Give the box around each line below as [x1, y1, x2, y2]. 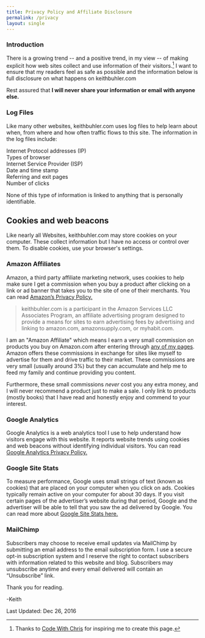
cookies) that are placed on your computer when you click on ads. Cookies [6, 484, 195, 491]
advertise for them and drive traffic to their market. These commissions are [6, 355, 195, 363]
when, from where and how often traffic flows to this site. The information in [6, 129, 198, 136]
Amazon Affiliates [6, 260, 61, 269]
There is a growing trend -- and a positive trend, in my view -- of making [6, 54, 189, 62]
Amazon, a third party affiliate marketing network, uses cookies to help [6, 274, 185, 281]
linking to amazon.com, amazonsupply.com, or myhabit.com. [21, 324, 174, 332]
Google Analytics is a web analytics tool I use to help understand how [6, 429, 181, 437]
